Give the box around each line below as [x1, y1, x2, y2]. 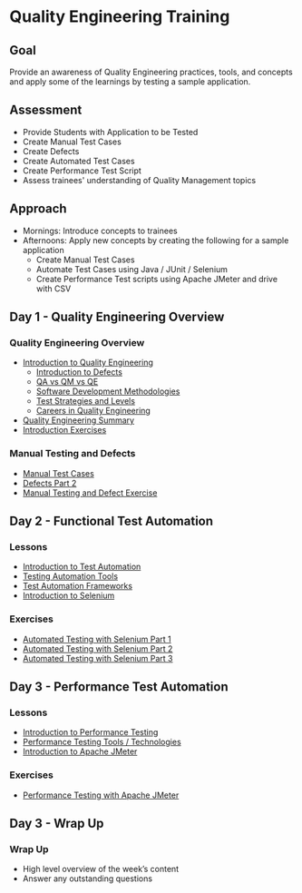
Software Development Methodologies [35, 386, 180, 397]
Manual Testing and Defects [9, 447, 136, 460]
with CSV [35, 283, 72, 294]
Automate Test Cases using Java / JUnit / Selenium [35, 263, 229, 274]
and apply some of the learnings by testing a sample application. [9, 76, 251, 87]
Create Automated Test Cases [22, 155, 135, 166]
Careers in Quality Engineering [35, 406, 151, 417]
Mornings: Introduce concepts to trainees [22, 225, 179, 236]
